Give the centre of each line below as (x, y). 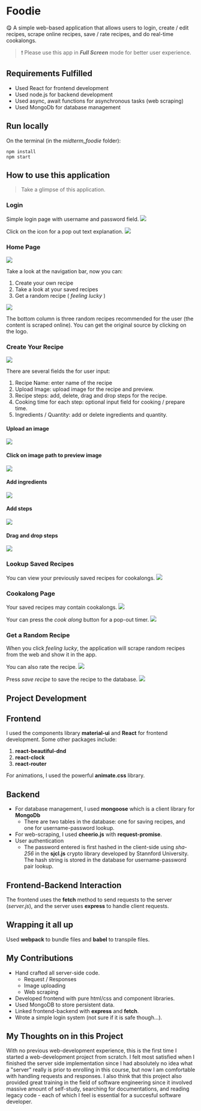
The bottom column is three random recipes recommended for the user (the (100, 318)
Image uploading (45, 985)
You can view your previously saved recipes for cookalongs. (81, 578)
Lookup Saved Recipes (40, 564)
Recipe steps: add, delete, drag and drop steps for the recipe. (91, 396)
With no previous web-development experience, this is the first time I (91, 1051)
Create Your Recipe (35, 347)
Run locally (28, 126)
